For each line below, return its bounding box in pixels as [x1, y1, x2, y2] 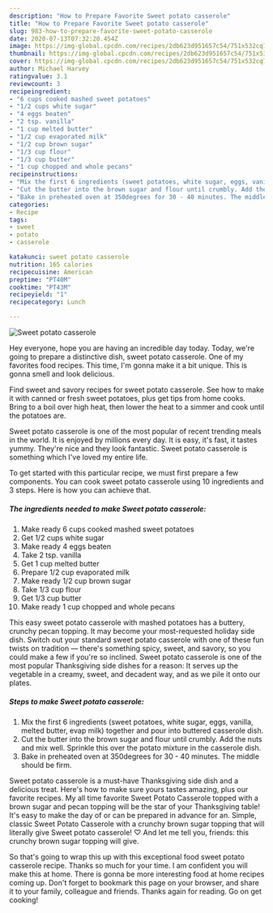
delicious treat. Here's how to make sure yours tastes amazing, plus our [9, 784, 249, 794]
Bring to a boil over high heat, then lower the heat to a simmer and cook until [9, 403, 265, 411]
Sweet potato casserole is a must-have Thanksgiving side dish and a [9, 776, 239, 786]
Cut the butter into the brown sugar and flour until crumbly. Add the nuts [20, 734, 262, 743]
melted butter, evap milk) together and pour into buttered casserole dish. [20, 726, 264, 735]
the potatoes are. [9, 411, 66, 420]
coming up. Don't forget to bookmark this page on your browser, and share [9, 877, 260, 887]
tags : [9, 216, 28, 224]
